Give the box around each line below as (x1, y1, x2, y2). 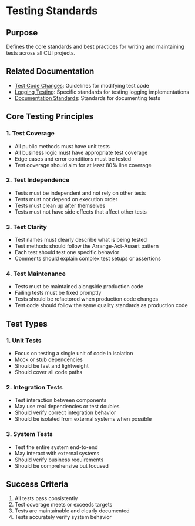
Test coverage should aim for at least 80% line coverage (14, 161, 152, 168)
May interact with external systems (14, 450, 100, 457)
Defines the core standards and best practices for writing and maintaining (6, 43, 185, 50)
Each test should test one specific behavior (14, 249, 119, 256)
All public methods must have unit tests (14, 142, 110, 149)
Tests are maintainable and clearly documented (14, 507, 130, 514)
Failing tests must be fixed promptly (14, 289, 102, 297)
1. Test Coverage (6, 129, 55, 138)
